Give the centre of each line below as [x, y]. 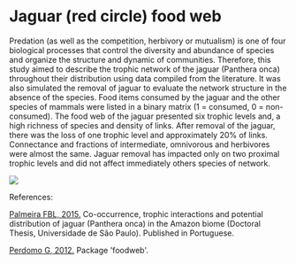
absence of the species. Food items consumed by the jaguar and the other [145, 97]
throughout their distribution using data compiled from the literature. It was [145, 78]
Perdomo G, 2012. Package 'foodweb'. [79, 250]
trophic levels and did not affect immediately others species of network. [140, 163]
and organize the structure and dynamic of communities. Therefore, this [140, 59]
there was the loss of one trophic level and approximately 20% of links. [138, 135]
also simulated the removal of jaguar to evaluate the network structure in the [148, 88]
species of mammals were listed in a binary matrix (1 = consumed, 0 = [137, 106]
